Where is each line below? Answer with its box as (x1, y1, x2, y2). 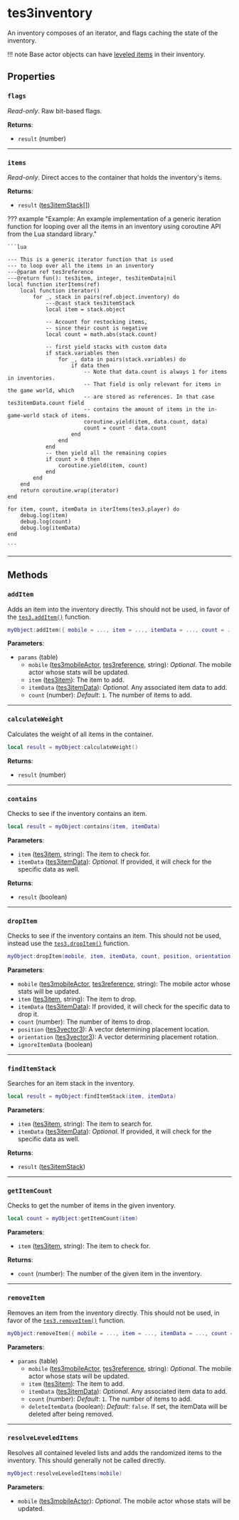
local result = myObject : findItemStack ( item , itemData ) (7, 1093, 176, 1100)
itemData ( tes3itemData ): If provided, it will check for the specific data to (17, 1002, 230, 1011)
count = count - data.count (83, 424, 167, 432)
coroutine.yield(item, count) (58, 461, 148, 469)
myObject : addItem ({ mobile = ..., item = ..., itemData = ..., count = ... (7, 626, 237, 633)
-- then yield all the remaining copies (45, 449, 167, 456)
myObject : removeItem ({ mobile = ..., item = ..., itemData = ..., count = (7, 1330, 234, 1337)
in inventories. (7, 374, 55, 382)
